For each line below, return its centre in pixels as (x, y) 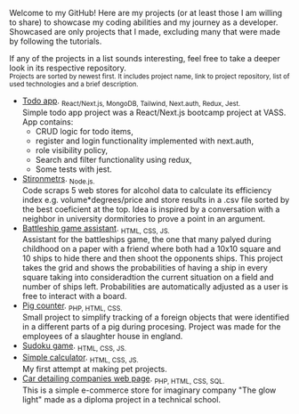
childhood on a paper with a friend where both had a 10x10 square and (152, 249)
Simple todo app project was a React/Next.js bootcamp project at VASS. (154, 112)
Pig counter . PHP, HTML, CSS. (72, 307)
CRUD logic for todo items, (84, 131)
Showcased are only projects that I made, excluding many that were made (145, 32)
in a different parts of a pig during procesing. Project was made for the (151, 327)
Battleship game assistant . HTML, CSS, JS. (96, 229)
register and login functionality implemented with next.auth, (145, 141)
